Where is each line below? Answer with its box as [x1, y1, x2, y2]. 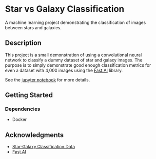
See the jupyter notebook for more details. [5, 77, 90, 82]
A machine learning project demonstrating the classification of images [5, 20, 146, 25]
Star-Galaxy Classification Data [12, 144, 75, 150]
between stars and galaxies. [5, 24, 62, 30]
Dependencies [5, 106, 40, 113]
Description [5, 39, 41, 47]
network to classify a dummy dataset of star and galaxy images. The [5, 57, 143, 63]
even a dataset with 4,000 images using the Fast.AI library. [5, 67, 123, 73]
